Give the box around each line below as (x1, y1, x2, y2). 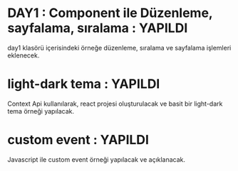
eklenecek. (7, 51, 40, 60)
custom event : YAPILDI (7, 132, 150, 148)
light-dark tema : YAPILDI (7, 76, 160, 92)
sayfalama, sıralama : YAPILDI (7, 20, 188, 36)
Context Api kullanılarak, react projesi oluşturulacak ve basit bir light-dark (7, 99, 223, 108)
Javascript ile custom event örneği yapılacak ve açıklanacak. (7, 155, 186, 164)
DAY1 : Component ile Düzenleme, (7, 5, 213, 21)
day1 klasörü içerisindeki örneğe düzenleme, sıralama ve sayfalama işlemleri (7, 43, 232, 52)
